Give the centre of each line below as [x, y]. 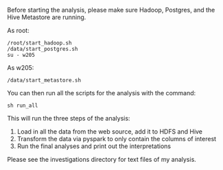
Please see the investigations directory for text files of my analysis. [102, 159]
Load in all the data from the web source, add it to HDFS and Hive [110, 132]
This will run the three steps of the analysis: [69, 118]
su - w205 [21, 55]
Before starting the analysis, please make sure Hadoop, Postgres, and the [111, 10]
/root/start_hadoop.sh [39, 43]
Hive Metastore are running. [47, 17]
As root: [18, 31]
